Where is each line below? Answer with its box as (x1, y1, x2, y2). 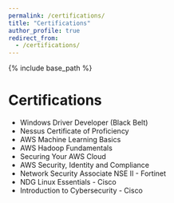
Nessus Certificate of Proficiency (19, 126, 129, 136)
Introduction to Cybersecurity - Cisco (19, 185, 144, 196)
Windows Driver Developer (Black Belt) (19, 117, 148, 128)
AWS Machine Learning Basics (19, 135, 121, 145)
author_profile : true (8, 26, 81, 34)
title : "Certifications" (8, 19, 91, 27)
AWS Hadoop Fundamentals (19, 143, 113, 153)
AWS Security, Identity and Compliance (19, 161, 150, 170)
